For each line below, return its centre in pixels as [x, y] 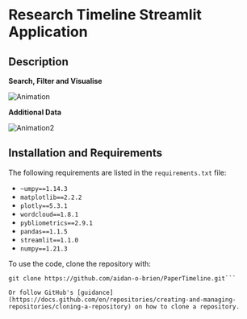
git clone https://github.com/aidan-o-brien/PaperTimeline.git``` [122, 278]
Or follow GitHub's [41, 292]
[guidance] [95, 292]
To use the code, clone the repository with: [80, 263]
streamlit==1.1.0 [49, 240]
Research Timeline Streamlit [105, 15]
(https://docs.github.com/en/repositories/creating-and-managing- [122, 300]
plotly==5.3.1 [44, 206]
